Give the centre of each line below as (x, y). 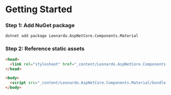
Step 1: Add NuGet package (40, 26)
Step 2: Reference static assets (45, 49)
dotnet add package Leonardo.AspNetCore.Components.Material (72, 36)
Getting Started (39, 9)
